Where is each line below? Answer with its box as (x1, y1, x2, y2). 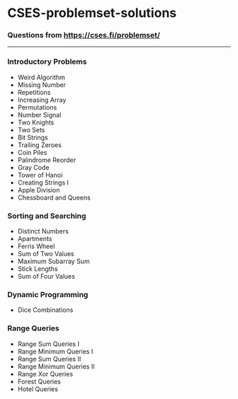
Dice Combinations (17, 306, 74, 314)
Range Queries (7, 323, 60, 333)
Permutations (17, 103, 57, 111)
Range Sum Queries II (17, 354, 81, 363)
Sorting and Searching (7, 211, 86, 221)
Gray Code (17, 163, 50, 171)
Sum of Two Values (17, 250, 74, 258)
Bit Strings (17, 133, 48, 141)
